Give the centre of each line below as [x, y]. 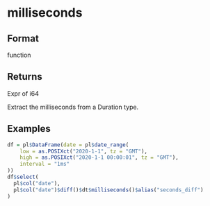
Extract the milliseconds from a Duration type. [73, 107]
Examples [29, 129]
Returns [25, 77]
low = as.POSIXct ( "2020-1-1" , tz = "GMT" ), [84, 151]
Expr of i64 [23, 93]
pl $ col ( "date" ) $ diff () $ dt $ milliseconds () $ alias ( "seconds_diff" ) [108, 190]
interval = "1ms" [45, 164]
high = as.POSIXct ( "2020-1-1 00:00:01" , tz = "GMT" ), [99, 157]
